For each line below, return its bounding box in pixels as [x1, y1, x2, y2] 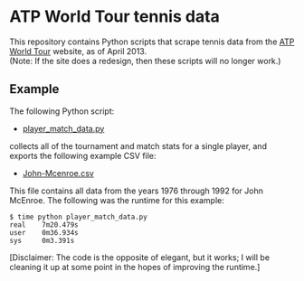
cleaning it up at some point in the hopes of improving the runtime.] [9, 261, 261, 272]
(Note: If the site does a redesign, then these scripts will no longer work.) [9, 55, 281, 66]
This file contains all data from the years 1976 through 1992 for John [9, 185, 264, 196]
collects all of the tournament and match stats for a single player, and [9, 140, 267, 151]
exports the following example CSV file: [9, 150, 157, 161]
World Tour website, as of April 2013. [9, 45, 147, 56]
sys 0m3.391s [9, 236, 75, 245]
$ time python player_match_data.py [9, 212, 147, 221]
